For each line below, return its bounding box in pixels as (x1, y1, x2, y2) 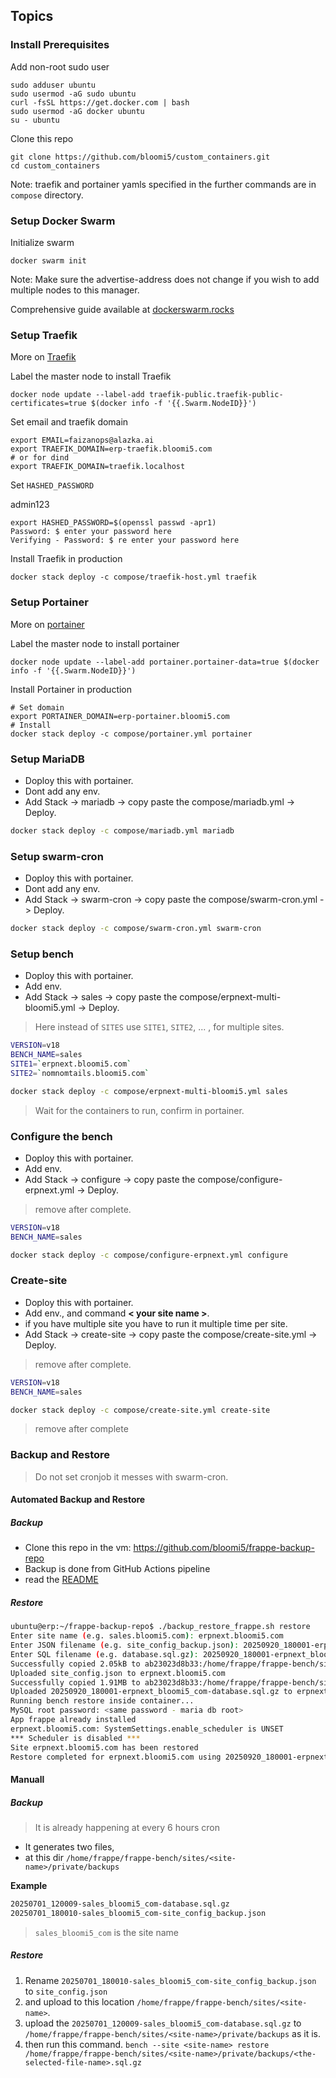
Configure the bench (10, 1129, 113, 1143)
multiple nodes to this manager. (10, 284, 140, 296)
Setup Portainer (10, 595, 89, 609)
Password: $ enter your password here (10, 527, 172, 537)
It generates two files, (24, 1840, 115, 1853)
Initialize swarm (10, 236, 75, 248)
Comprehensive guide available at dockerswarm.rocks (10, 303, 235, 315)
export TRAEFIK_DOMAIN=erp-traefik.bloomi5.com (10, 444, 213, 454)
